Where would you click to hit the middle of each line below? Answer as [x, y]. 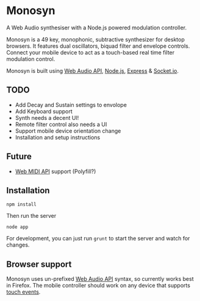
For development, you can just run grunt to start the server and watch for [98, 239]
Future [19, 157]
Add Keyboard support [44, 111]
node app [17, 227]
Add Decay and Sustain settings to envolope [71, 105]
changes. [18, 245]
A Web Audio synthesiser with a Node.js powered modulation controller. [97, 28]
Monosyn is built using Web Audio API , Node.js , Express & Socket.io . [92, 70]
